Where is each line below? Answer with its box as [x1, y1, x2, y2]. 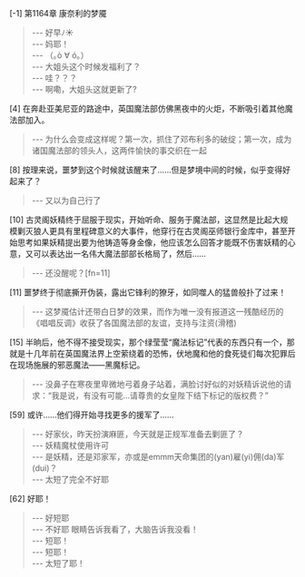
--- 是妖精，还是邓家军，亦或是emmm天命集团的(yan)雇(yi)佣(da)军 [31, 452, 285, 462]
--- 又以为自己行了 [31, 195, 102, 206]
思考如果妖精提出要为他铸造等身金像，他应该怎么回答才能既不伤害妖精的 [16, 237, 288, 248]
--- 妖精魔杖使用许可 [31, 440, 110, 451]
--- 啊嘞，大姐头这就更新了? [31, 84, 138, 94]
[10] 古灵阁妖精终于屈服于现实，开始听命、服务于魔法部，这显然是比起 [9, 214, 272, 225]
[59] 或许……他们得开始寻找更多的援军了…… [9, 409, 174, 420]
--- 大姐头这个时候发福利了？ [31, 62, 142, 72]
